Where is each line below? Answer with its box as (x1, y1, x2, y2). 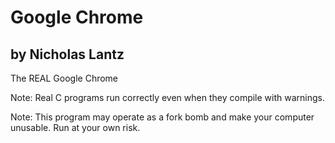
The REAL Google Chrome (10, 72, 119, 84)
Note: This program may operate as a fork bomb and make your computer (10, 111, 315, 123)
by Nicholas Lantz (10, 46, 125, 63)
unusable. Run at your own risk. (10, 122, 141, 133)
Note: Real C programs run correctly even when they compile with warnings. (10, 92, 325, 103)
